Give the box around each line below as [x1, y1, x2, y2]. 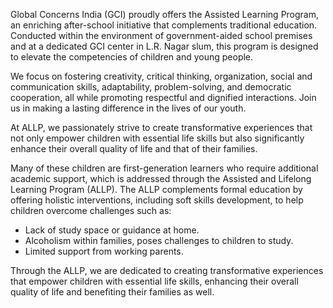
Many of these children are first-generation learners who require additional [10, 162, 319, 174]
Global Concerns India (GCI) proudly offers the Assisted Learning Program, [10, 9, 320, 20]
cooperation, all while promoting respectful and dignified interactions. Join [10, 92, 317, 103]
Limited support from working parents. [24, 245, 184, 257]
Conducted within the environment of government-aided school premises [10, 30, 313, 41]
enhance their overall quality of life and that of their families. [10, 143, 258, 154]
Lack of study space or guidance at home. [24, 224, 200, 236]
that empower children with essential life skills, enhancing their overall [10, 275, 299, 287]
